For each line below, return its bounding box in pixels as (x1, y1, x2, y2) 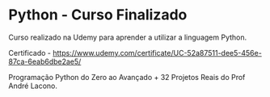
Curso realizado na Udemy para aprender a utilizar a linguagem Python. (8, 32, 247, 42)
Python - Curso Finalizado (8, 6, 188, 24)
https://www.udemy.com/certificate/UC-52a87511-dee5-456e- (52, 48, 263, 57)
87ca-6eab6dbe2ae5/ (8, 57, 82, 66)
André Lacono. (8, 81, 58, 91)
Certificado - (8, 48, 51, 57)
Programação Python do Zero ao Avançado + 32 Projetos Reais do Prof (8, 72, 246, 82)
